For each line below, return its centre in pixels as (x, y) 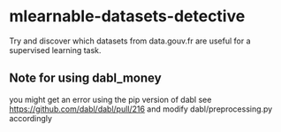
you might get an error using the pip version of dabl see (110, 99)
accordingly (31, 118)
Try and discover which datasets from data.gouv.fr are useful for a (130, 41)
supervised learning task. (55, 50)
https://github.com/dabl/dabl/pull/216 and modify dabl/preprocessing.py (141, 109)
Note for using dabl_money (85, 78)
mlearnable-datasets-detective (127, 16)
